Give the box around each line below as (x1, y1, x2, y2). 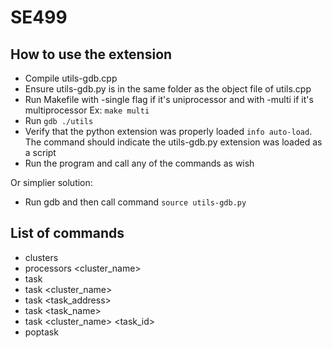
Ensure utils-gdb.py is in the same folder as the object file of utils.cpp (24, 83, 312, 95)
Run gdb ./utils (24, 115, 94, 126)
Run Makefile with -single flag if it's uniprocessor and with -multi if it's (24, 94, 314, 105)
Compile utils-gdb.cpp (24, 72, 118, 84)
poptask (24, 326, 59, 338)
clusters (24, 251, 59, 263)
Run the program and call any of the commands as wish (24, 157, 255, 169)
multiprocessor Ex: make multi (24, 104, 150, 116)
